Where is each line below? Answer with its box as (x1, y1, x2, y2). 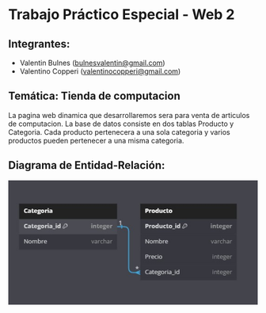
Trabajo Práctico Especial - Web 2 (8, 6, 235, 24)
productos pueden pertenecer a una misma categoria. (8, 136, 184, 145)
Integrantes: (8, 37, 70, 51)
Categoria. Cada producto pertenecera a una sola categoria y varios (8, 127, 231, 136)
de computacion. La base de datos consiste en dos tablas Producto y (8, 119, 234, 128)
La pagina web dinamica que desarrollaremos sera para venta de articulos (8, 110, 250, 120)
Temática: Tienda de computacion (8, 90, 180, 103)
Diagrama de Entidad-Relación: (8, 158, 165, 172)
